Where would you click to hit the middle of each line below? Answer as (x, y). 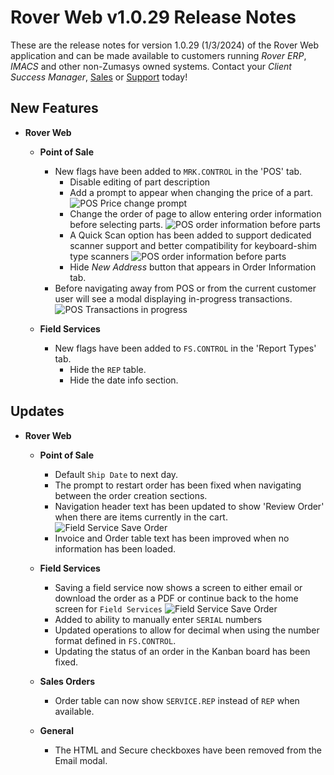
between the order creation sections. (131, 495)
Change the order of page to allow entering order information (195, 213)
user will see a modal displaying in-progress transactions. (173, 298)
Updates (37, 411)
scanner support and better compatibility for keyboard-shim (193, 245)
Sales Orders (67, 681)
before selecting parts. (116, 224)
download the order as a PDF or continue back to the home (176, 598)
